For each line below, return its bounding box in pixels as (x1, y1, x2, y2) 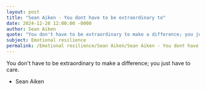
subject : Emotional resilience (6, 37, 86, 43)
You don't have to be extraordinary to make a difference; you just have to (6, 59, 191, 67)
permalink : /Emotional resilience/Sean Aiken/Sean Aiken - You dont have (6, 43, 199, 49)
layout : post (6, 9, 40, 15)
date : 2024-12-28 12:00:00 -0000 (6, 20, 92, 26)
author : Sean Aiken (6, 26, 56, 32)
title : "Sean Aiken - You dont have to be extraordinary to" (6, 15, 166, 21)
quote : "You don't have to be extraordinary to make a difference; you (6, 32, 193, 38)
